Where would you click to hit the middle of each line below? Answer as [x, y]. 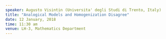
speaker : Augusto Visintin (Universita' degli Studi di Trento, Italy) [83, 10]
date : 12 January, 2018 [31, 19]
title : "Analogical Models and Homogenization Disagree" [67, 15]
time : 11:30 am [22, 24]
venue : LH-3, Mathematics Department [46, 29]
